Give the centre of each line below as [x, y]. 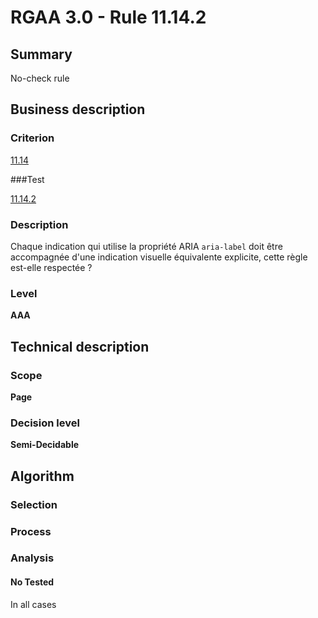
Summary [41, 54]
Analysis [32, 558]
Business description [78, 109]
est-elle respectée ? [51, 267]
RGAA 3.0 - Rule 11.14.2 [108, 17]
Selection [34, 504]
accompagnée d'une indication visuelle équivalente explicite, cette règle [159, 257]
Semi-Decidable [45, 445]
